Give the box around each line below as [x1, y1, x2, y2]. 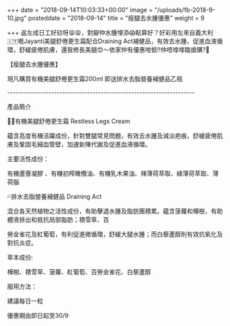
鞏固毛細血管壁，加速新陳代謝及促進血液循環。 [18, 140, 151, 148]
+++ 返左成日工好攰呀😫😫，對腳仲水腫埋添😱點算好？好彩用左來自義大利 [7, 29, 214, 36]
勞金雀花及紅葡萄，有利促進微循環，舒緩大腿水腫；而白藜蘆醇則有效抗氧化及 [7, 230, 223, 238]
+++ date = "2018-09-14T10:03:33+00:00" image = [7, 6, 153, 14]
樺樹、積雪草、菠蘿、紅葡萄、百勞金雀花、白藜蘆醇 [7, 268, 151, 276]
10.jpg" [7, 14, 27, 22]
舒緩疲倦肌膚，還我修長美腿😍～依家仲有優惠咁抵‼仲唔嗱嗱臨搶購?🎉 [18, 46, 210, 53]
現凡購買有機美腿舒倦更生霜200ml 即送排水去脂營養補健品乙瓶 [7, 75, 183, 83]
